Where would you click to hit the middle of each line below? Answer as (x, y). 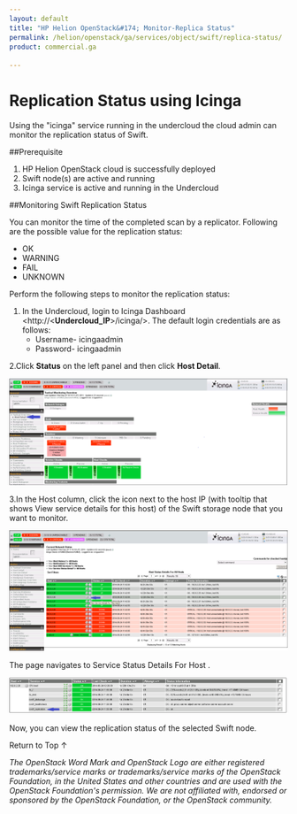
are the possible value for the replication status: (96, 232)
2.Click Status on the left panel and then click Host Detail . (115, 366)
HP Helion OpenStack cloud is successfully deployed (119, 169)
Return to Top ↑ (38, 745)
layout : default (39, 19)
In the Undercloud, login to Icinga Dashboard (103, 311)
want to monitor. (39, 518)
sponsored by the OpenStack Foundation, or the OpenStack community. (141, 800)
